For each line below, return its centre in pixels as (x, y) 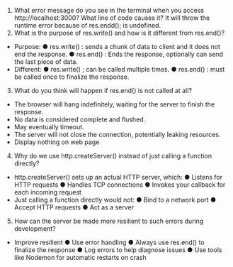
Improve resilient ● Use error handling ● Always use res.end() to (109, 242)
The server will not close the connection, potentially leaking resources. (117, 135)
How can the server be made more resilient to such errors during (109, 221)
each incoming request (47, 192)
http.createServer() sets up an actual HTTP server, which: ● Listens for (118, 177)
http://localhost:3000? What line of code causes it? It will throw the (112, 18)
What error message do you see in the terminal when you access (109, 10)
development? (35, 229)
